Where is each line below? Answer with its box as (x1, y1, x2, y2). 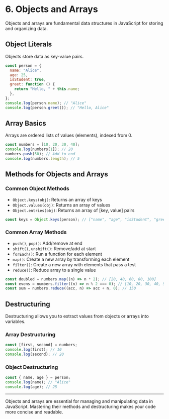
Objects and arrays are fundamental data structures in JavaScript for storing (5, 20, 163, 26)
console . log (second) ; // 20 (5, 352, 64, 357)
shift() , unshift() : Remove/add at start (12, 245, 96, 252)
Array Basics (5, 119, 46, 128)
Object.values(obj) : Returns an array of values (12, 202, 111, 208)
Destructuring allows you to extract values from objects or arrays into (5, 313, 149, 320)
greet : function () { (10, 82, 55, 87)
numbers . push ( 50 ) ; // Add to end (5, 152, 75, 157)
